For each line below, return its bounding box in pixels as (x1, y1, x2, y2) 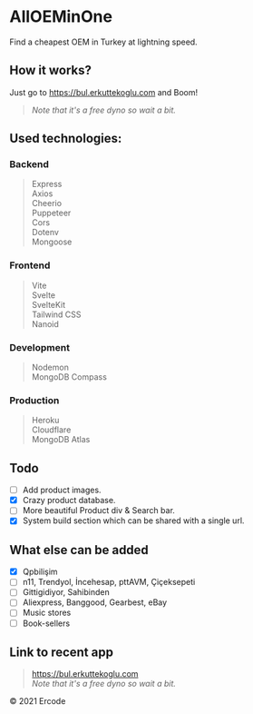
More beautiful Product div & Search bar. (22, 505, 175, 516)
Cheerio (31, 198, 62, 209)
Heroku (31, 415, 60, 426)
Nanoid (31, 318, 59, 329)
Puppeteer (31, 207, 72, 219)
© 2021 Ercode (9, 696, 66, 707)
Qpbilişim (22, 566, 58, 578)
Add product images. (22, 484, 102, 496)
